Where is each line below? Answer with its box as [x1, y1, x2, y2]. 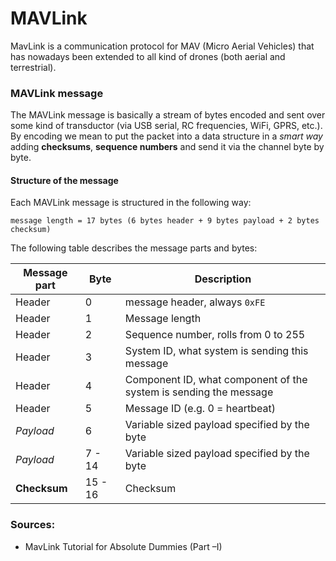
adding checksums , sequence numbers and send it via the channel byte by [10, 141, 325, 153]
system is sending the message [124, 385, 274, 399]
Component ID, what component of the [124, 373, 308, 387]
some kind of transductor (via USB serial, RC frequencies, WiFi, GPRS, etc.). [10, 120, 323, 132]
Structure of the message [10, 174, 119, 186]
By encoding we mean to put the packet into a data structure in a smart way [10, 130, 323, 142]
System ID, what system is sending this [124, 344, 309, 358]
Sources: [10, 518, 56, 532]
